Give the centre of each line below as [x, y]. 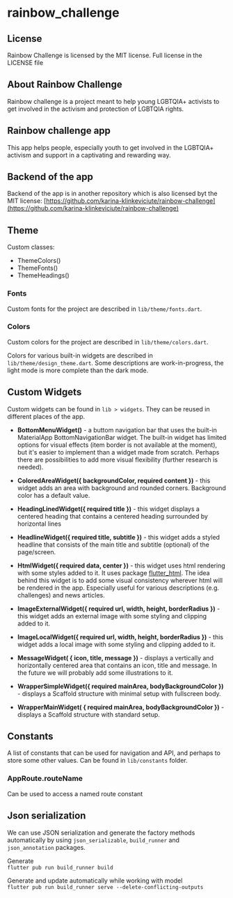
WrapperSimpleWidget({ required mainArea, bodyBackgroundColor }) [120, 686]
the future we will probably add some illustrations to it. [95, 672]
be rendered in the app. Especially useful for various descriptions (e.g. [118, 588]
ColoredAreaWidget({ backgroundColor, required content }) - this [114, 480]
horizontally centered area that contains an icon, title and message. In [117, 665]
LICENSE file [25, 63]
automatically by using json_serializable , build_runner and [93, 840]
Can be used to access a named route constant [75, 793]
